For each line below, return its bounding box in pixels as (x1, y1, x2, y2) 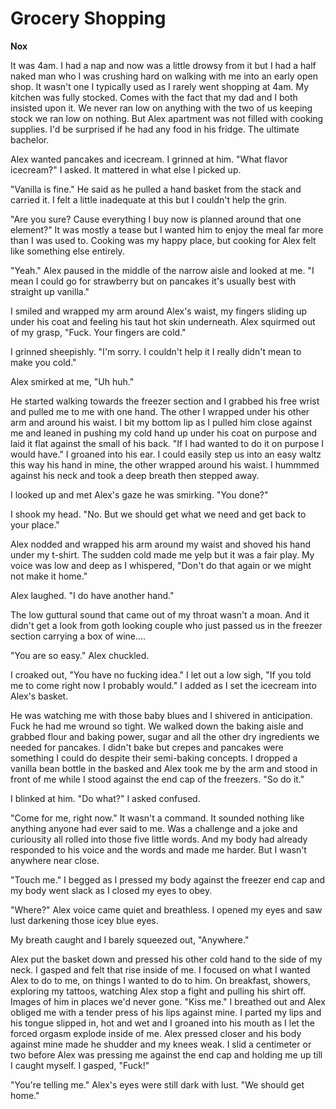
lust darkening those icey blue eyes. (10, 914, 159, 926)
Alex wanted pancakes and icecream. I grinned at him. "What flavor (10, 153, 288, 165)
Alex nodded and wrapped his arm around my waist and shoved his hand (10, 538, 312, 550)
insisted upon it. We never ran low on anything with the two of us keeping (10, 102, 313, 114)
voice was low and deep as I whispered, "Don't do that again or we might (10, 559, 312, 571)
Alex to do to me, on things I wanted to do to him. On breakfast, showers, (10, 974, 312, 986)
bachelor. (10, 133, 50, 146)
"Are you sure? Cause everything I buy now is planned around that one (10, 213, 302, 225)
